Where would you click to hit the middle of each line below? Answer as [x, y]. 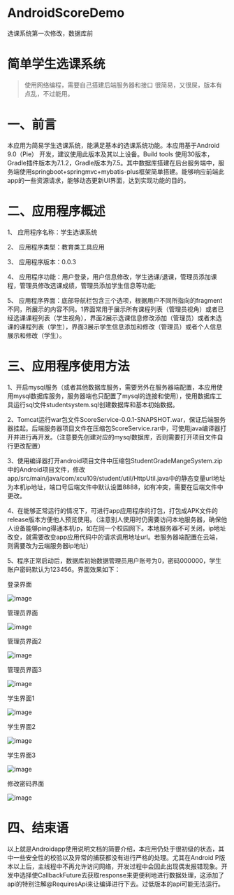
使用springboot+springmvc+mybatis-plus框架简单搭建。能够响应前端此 [122, 171]
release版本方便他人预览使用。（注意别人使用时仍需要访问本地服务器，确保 [114, 519]
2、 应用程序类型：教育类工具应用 [56, 247]
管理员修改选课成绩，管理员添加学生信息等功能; [88, 285]
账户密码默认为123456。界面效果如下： [64, 569]
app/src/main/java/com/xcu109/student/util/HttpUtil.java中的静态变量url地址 [116, 478]
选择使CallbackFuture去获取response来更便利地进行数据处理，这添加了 [122, 875]
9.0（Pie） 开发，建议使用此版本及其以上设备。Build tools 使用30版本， [110, 154]
